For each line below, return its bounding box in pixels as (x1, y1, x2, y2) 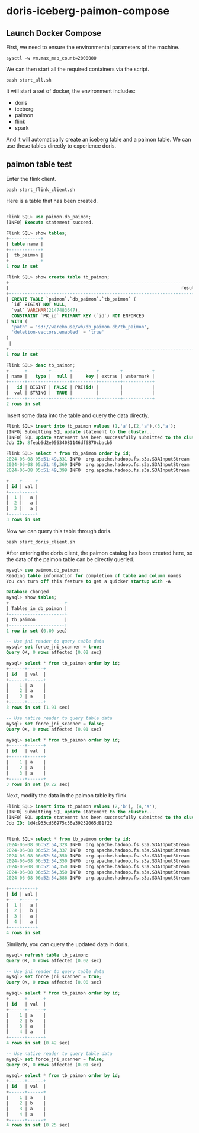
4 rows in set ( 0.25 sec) (6, 1122, 70, 1128)
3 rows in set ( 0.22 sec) (6, 781, 70, 787)
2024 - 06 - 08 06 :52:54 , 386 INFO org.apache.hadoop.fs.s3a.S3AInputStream (6, 875, 190, 881)
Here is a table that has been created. (6, 197, 98, 204)
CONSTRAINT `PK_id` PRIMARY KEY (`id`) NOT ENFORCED (11, 312, 145, 319)
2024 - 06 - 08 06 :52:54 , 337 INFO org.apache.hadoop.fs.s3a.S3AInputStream (6, 847, 190, 853)
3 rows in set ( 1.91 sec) (6, 705, 70, 711)
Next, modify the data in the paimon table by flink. (6, 792, 129, 799)
